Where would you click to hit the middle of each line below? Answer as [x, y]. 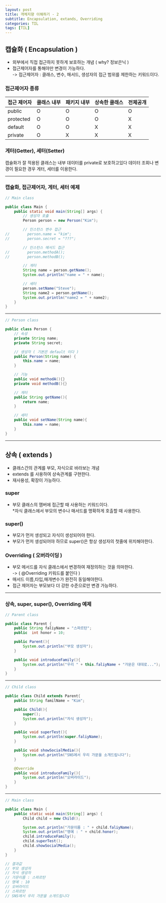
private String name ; [36, 338]
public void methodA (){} [40, 379]
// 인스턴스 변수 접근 [42, 230]
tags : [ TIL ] [17, 28]
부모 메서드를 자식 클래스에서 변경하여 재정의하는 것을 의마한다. [73, 567]
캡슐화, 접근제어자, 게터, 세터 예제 [42, 187]
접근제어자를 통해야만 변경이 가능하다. [49, 68]
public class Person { [28, 329]
